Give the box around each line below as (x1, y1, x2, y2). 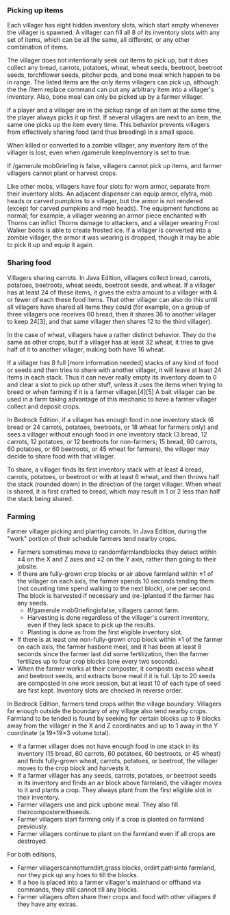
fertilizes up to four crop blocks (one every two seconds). (16, 657, 179, 665)
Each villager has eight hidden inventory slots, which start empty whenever (7, 21, 219, 30)
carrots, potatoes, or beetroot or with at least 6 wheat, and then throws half (7, 472, 220, 480)
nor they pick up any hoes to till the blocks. (16, 870, 139, 879)
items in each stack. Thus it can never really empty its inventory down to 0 (7, 373, 217, 381)
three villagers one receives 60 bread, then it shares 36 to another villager (7, 310, 216, 318)
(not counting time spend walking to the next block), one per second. (16, 584, 212, 592)
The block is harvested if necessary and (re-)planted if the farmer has (16, 591, 214, 599)
